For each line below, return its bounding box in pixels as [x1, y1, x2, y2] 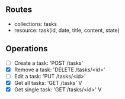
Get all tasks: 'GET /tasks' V [14, 79, 82, 86]
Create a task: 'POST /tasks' [14, 59, 84, 67]
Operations [5, 44, 48, 54]
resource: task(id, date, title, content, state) [14, 27, 120, 34]
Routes [5, 5, 33, 15]
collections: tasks [14, 20, 57, 27]
